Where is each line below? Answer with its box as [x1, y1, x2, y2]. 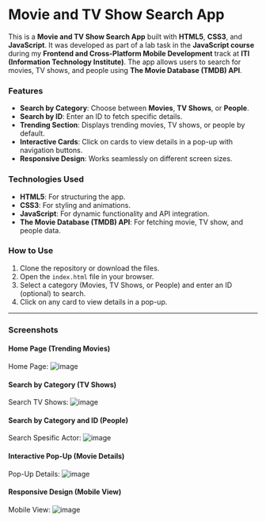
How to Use [8, 245, 54, 256]
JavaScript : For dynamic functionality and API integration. [19, 209, 210, 218]
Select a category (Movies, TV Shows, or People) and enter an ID [19, 280, 233, 290]
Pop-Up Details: [8, 469, 61, 478]
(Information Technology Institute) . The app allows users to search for [8, 57, 241, 67]
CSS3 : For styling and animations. [19, 200, 131, 209]
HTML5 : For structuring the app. [19, 192, 126, 202]
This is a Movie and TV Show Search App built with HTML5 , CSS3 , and [8, 32, 243, 41]
